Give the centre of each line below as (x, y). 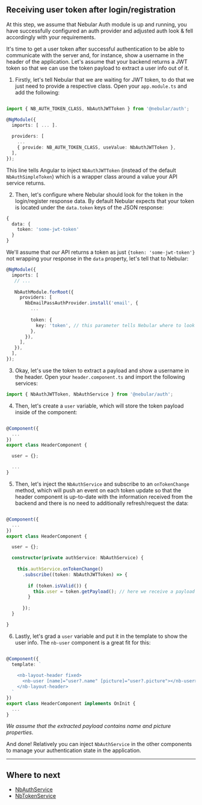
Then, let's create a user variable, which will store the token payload (99, 406)
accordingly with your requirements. (51, 37)
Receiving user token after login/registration (91, 10)
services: (26, 383)
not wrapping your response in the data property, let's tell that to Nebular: (97, 259)
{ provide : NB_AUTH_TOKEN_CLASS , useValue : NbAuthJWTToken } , (96, 148)
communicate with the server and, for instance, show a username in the (95, 55)
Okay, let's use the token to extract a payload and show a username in (102, 370)
